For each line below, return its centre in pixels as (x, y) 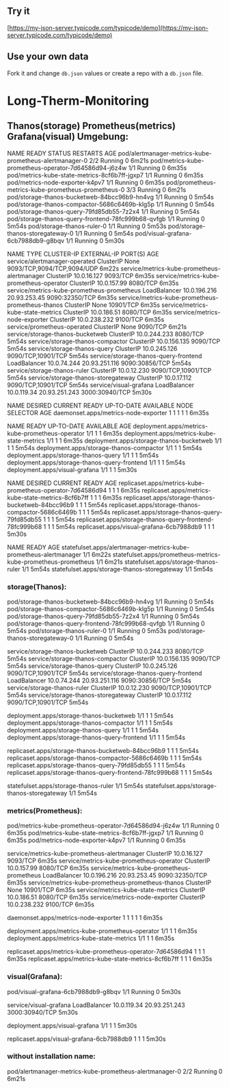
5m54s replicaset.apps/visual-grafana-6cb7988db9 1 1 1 (135, 526)
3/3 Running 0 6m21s (156, 189)
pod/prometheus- (191, 182)
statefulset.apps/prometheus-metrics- (166, 554)
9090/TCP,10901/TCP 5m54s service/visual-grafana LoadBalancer (101, 385)
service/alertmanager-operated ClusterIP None (73, 261)
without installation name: (51, 1056)
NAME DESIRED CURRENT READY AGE (62, 483)
